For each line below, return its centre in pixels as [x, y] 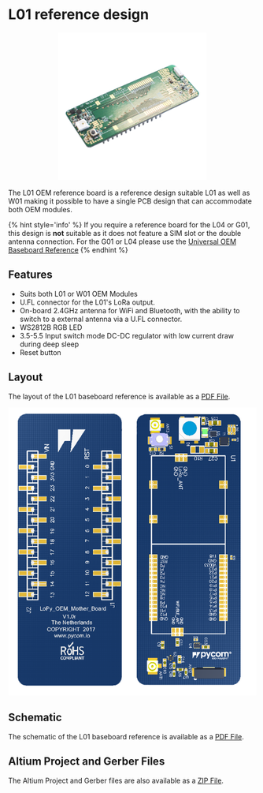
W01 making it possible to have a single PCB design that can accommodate [130, 201]
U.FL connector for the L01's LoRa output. [87, 302]
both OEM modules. [40, 209]
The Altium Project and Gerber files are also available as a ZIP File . [116, 780]
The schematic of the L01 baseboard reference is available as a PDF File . [126, 736]
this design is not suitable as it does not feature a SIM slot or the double [125, 233]
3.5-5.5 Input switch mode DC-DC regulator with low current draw [127, 335]
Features [30, 275]
